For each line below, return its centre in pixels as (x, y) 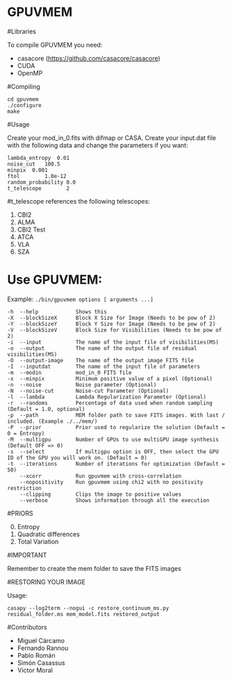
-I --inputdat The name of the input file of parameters (103, 366)
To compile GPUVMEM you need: (55, 44)
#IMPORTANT (27, 555)
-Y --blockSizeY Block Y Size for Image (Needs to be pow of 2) (111, 324)
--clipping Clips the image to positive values (101, 494)
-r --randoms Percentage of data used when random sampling (110, 403)
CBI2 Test (31, 229)
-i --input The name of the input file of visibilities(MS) (113, 342)
